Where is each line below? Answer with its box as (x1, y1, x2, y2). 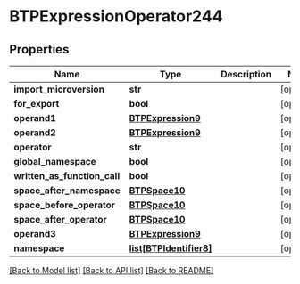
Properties (9, 42, 70, 57)
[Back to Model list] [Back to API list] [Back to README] (9, 265, 214, 275)
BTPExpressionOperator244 (9, 6, 223, 27)
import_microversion (13, 83, 105, 95)
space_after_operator (13, 214, 107, 225)
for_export (13, 98, 60, 110)
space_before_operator (13, 199, 116, 211)
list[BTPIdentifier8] (129, 242, 212, 255)
